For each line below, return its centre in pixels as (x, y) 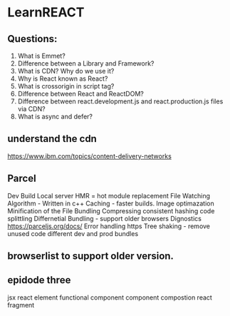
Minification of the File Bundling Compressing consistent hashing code (111, 210)
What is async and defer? (55, 116)
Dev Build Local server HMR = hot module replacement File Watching (109, 195)
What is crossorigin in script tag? (66, 86)
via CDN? (31, 109)
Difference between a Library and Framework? (86, 63)
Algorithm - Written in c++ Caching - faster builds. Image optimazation (111, 203)
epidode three (39, 280)
